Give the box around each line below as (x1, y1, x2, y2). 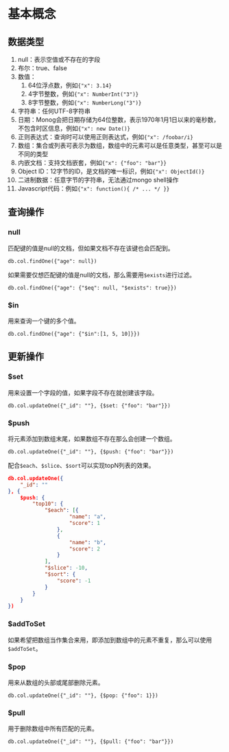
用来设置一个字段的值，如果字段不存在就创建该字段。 (8, 388, 158, 396)
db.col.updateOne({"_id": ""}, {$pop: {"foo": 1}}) (8, 692, 158, 699)
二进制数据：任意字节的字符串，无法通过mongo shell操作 (17, 176, 179, 184)
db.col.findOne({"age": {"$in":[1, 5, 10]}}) (8, 330, 140, 337)
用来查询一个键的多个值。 (8, 316, 80, 325)
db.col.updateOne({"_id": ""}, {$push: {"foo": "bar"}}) (8, 448, 174, 455)
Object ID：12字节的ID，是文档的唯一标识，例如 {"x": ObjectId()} (17, 167, 205, 175)
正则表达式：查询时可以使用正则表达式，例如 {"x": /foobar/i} (17, 133, 194, 141)
